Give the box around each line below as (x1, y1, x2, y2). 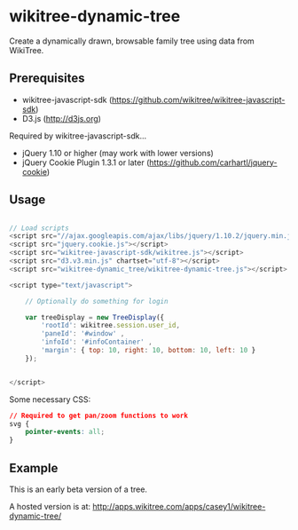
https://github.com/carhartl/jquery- (149, 157, 278, 168)
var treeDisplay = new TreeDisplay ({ (25, 312, 165, 321)
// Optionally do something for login (25, 297, 169, 305)
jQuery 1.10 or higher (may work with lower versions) (21, 147, 215, 158)
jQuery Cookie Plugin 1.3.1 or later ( (21, 157, 150, 168)
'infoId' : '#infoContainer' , (41, 337, 153, 347)
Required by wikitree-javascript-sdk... (9, 131, 147, 141)
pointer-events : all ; (25, 428, 105, 437)
